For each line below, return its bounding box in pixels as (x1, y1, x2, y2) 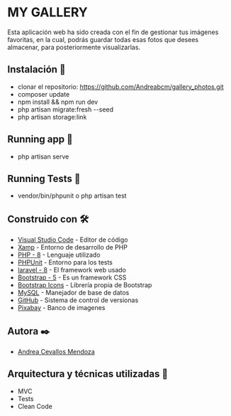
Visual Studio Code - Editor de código (17, 235, 128, 244)
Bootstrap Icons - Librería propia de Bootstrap (17, 281, 152, 289)
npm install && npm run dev (17, 97, 98, 106)
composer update (17, 90, 70, 98)
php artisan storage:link (17, 112, 87, 121)
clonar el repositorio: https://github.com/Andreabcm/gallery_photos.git (17, 82, 225, 91)
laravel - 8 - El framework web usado (17, 266, 126, 274)
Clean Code (17, 402, 53, 410)
